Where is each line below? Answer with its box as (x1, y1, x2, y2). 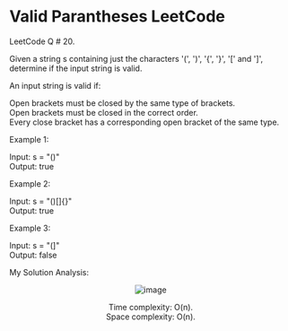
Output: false (9, 249, 57, 260)
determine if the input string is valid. (9, 63, 143, 74)
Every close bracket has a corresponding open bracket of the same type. (9, 117, 280, 127)
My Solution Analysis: (9, 266, 90, 277)
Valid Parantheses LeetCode (9, 6, 226, 27)
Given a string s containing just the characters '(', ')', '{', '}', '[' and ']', (9, 53, 263, 64)
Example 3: (9, 222, 51, 233)
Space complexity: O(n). (106, 311, 196, 322)
